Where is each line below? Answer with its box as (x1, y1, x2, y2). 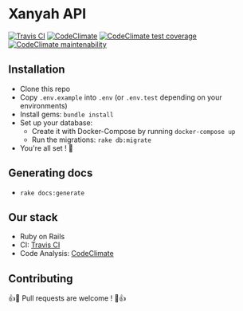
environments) (19, 100, 68, 110)
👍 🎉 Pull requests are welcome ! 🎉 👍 (8, 293, 127, 303)
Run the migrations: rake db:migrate (31, 135, 151, 144)
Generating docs (8, 167, 93, 180)
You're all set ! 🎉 (19, 143, 74, 152)
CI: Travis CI (19, 240, 61, 250)
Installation (8, 63, 65, 77)
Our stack (8, 211, 58, 224)
